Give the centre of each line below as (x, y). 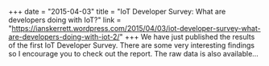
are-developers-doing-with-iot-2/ (64, 37)
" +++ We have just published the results (187, 37)
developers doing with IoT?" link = (65, 20)
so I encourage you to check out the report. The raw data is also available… (134, 54)
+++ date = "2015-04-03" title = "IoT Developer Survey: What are (117, 12)
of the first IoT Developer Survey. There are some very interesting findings (132, 45)
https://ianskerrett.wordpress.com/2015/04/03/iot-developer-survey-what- (136, 28)
